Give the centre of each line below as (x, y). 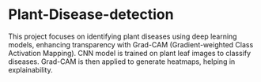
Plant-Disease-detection (91, 15)
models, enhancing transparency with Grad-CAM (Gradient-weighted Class (131, 44)
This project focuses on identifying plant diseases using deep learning (123, 36)
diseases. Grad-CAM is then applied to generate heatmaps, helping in (122, 61)
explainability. (30, 69)
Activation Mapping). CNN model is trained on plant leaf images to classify (130, 53)
